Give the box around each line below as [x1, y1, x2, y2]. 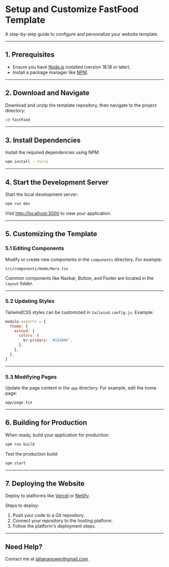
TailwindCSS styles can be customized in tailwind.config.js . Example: [5, 309, 154, 315]
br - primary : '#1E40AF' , [23, 338, 73, 343]
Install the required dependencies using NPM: [5, 149, 100, 155]
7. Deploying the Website [5, 479, 84, 488]
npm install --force [5, 159, 49, 164]
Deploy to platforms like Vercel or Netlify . [5, 493, 91, 499]
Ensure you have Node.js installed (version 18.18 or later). [12, 64, 131, 70]
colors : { [18, 333, 39, 338]
